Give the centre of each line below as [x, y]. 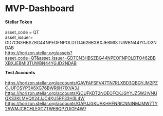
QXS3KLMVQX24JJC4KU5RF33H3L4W [45, 98]
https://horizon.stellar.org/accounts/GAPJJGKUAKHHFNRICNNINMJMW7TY [81, 103]
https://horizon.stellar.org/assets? [39, 53]
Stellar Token [19, 22]
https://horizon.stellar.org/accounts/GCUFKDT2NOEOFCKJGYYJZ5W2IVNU [81, 93]
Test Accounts [20, 72]
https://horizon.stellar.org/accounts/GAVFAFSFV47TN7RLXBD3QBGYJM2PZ [81, 83]
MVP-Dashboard [40, 8]
